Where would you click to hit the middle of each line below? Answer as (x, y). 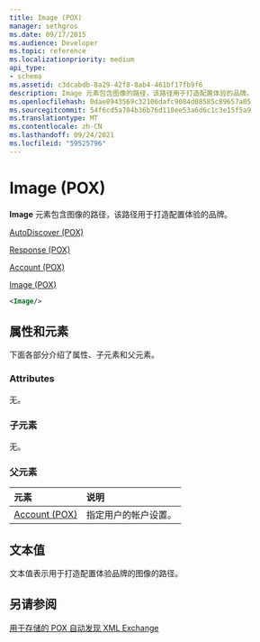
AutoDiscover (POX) (46, 232)
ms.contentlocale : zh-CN (56, 127)
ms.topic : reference (48, 51)
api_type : (28, 69)
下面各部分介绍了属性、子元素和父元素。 (84, 355)
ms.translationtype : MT (54, 118)
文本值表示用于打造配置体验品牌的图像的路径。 (96, 573)
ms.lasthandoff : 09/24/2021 (62, 135)
